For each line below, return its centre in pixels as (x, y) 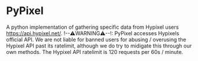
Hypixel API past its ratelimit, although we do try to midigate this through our (99, 46)
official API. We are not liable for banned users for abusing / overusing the (96, 39)
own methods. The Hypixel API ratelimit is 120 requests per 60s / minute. (95, 52)
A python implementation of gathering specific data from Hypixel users (92, 27)
